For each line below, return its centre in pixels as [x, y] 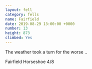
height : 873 [17, 33]
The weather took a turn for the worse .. [46, 52]
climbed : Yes [19, 38]
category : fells [22, 14]
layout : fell [19, 10]
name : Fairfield [22, 19]
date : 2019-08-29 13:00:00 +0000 [40, 24]
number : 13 [16, 28]
